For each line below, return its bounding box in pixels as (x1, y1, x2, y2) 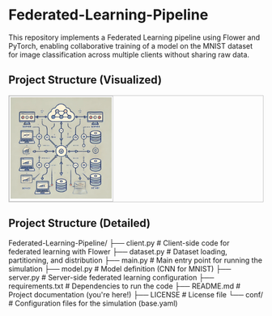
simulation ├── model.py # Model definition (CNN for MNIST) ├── (8, 263, 232, 273)
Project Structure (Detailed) (8, 216, 151, 230)
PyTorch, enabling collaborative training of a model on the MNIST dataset (8, 41, 253, 50)
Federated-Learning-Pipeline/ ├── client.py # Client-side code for (8, 237, 230, 248)
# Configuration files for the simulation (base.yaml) (8, 298, 178, 308)
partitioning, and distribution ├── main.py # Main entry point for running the (8, 255, 263, 265)
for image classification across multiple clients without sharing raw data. (8, 49, 249, 59)
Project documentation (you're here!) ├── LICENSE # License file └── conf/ (8, 289, 264, 299)
